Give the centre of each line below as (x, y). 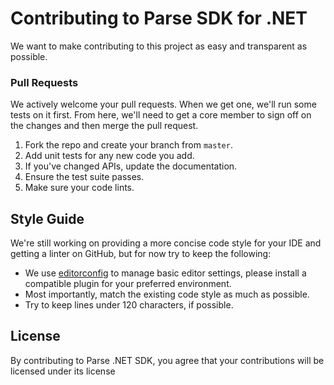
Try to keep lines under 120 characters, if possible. (129, 305)
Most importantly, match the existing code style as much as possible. (167, 294)
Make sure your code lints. (79, 188)
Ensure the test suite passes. (84, 177)
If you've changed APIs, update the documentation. (131, 166)
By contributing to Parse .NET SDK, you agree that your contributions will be (167, 360)
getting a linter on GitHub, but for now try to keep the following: (141, 254)
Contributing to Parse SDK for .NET (159, 18)
